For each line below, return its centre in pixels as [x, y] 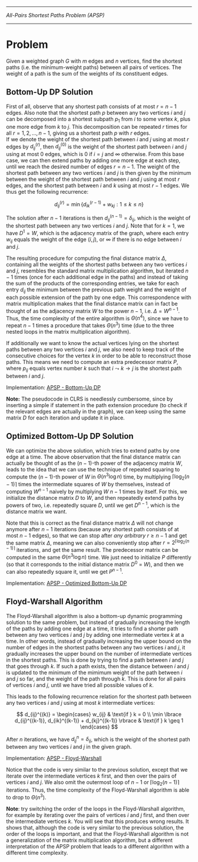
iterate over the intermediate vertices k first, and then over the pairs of [91, 776]
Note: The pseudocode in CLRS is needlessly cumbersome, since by [90, 399]
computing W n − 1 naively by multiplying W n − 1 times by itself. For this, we [97, 491]
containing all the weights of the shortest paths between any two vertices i [97, 265]
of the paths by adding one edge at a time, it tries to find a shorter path [92, 628]
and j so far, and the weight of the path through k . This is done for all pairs [96, 679]
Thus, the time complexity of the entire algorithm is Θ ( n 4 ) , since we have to [97, 318]
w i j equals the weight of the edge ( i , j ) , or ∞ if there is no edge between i [94, 240]
